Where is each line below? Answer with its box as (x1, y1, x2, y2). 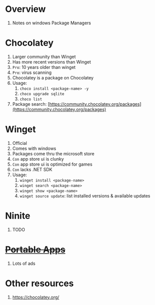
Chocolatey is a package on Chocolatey (12, 74, 94, 80)
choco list (19, 97, 43, 102)
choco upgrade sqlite (19, 91, 64, 96)
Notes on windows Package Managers (12, 20, 91, 26)
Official (12, 140, 27, 146)
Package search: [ (12, 101, 50, 107)
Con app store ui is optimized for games (12, 161, 93, 167)
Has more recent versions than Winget (12, 59, 91, 65)
